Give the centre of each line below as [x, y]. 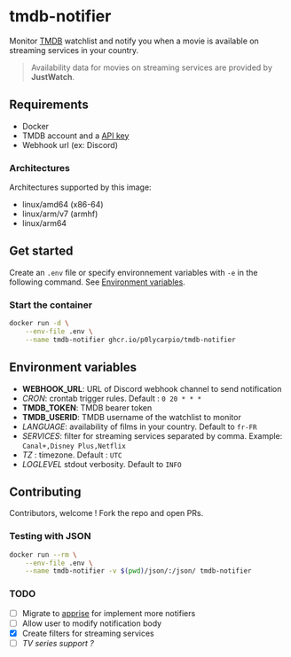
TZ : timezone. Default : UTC [72, 455]
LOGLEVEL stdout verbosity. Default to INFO [102, 464]
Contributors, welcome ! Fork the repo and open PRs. [106, 513]
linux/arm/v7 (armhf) [60, 214]
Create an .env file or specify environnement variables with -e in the [134, 272]
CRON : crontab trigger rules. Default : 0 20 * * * [112, 398]
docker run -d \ [39, 324]
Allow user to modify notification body [92, 623]
